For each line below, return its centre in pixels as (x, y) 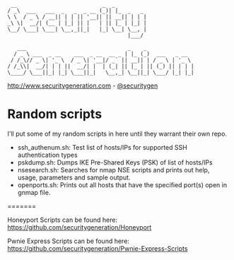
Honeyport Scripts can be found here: (63, 220)
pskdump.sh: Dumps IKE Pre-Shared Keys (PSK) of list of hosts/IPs (115, 162)
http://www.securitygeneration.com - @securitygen (83, 85)
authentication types (47, 155)
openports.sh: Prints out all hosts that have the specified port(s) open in (122, 184)
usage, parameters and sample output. (74, 177)
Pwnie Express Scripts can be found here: (68, 241)
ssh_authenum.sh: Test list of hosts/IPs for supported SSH (102, 147)
